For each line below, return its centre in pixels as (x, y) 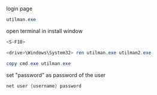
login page (19, 9)
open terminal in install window (44, 31)
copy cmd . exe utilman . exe (38, 63)
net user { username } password (44, 86)
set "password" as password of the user (56, 75)
